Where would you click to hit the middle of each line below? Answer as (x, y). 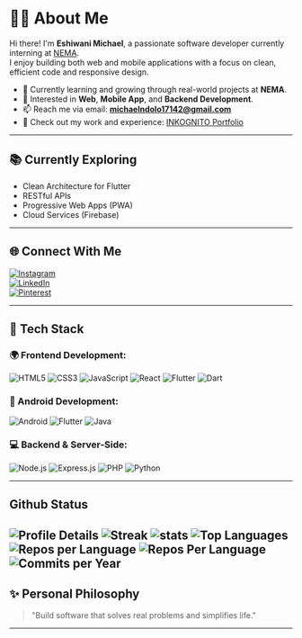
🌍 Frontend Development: (68, 355)
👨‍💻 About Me (59, 18)
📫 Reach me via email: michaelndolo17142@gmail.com (127, 109)
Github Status (49, 504)
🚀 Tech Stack (47, 329)
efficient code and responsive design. (80, 72)
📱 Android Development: (64, 401)
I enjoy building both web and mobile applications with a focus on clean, (143, 62)
